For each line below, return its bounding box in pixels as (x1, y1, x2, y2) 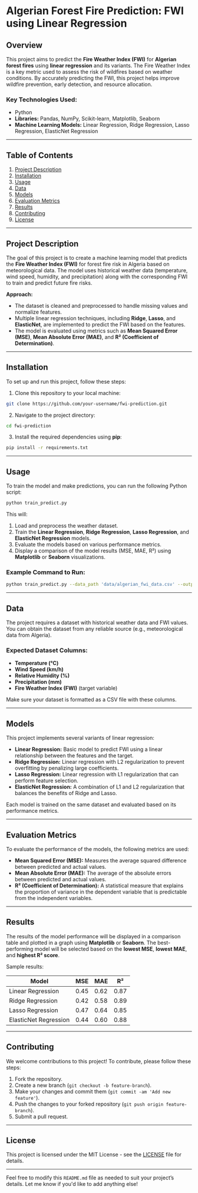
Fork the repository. (14, 1075, 63, 1082)
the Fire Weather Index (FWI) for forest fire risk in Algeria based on (6, 261, 170, 268)
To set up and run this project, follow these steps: (6, 378, 127, 385)
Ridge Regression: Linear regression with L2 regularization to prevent (14, 759, 184, 766)
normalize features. (14, 308, 62, 315)
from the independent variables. (14, 894, 93, 901)
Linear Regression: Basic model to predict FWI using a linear (14, 746, 163, 753)
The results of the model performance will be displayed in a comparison (6, 932, 181, 940)
